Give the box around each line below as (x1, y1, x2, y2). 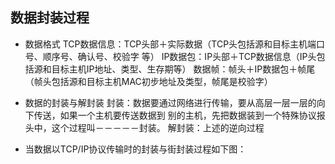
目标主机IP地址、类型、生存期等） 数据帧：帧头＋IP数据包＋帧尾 (51, 63, 316, 75)
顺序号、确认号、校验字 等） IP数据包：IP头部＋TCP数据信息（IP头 (42, 50, 317, 62)
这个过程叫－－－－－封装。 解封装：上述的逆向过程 (51, 121, 265, 133)
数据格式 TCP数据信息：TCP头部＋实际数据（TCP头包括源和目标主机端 (24, 38, 317, 50)
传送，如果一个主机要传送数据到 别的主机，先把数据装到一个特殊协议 (33, 109, 317, 121)
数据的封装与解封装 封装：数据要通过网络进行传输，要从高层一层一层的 (24, 96, 317, 108)
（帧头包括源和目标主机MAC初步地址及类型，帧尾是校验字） (24, 75, 273, 87)
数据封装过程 (10, 9, 90, 27)
